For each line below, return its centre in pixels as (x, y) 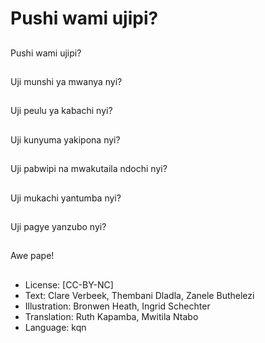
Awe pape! (32, 256)
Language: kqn (55, 327)
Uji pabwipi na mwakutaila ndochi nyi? (89, 169)
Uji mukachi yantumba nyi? (66, 198)
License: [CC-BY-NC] (69, 284)
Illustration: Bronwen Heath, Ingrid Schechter (117, 306)
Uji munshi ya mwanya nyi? (66, 81)
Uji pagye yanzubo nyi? (58, 226)
